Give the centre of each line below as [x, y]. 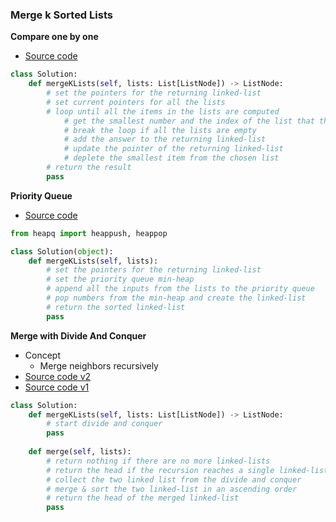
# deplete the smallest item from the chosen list [171, 158]
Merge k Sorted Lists [61, 15]
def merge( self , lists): [80, 452]
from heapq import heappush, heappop [89, 233]
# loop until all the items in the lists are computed [163, 111]
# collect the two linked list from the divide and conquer [174, 479]
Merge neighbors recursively [99, 365]
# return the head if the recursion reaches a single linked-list [187, 470]
